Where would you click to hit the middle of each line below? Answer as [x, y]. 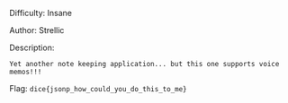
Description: [32, 47]
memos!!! [26, 72]
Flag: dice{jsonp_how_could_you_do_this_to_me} [98, 88]
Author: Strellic [37, 30]
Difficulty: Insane [40, 13]
